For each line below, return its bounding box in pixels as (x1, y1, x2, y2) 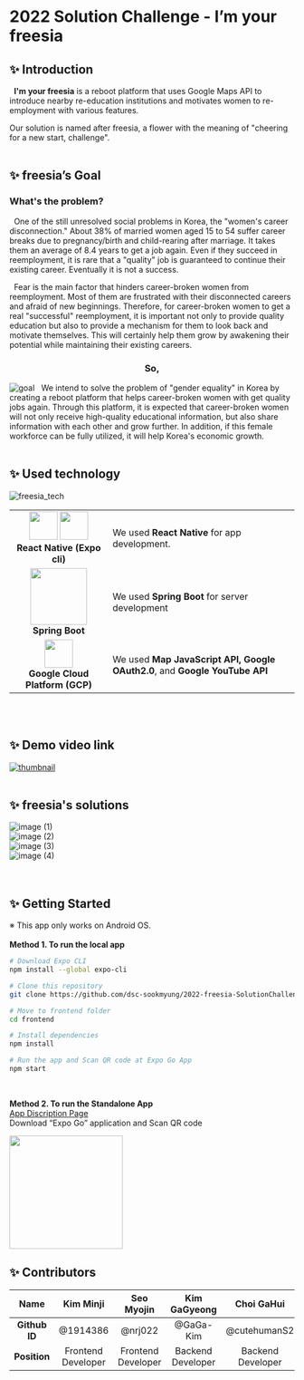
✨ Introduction (9, 62, 93, 77)
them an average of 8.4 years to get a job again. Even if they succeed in (9, 245, 278, 256)
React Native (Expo (16, 541, 101, 554)
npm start (9, 1065, 47, 1074)
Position (14, 1350, 51, 1363)
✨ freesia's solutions (9, 797, 129, 813)
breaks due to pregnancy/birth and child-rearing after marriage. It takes (9, 235, 276, 246)
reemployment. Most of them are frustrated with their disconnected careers (9, 291, 291, 302)
